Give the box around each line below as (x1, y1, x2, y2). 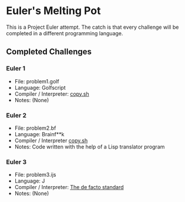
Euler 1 (6, 65, 25, 73)
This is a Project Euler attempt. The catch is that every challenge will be (6, 23, 179, 31)
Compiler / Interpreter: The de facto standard (14, 184, 125, 191)
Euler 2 (6, 111, 27, 119)
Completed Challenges (6, 47, 92, 57)
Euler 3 (6, 157, 27, 166)
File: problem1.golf (14, 78, 60, 85)
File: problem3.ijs (14, 171, 56, 179)
